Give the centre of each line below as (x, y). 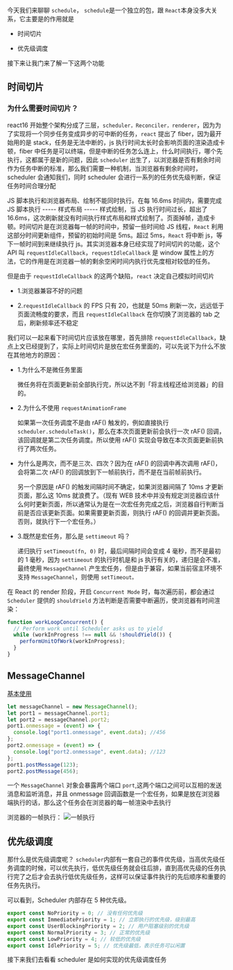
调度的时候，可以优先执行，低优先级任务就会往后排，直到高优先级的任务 (116, 868)
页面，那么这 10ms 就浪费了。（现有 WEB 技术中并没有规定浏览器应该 (115, 495)
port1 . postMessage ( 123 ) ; (43, 765)
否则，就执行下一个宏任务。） (58, 521)
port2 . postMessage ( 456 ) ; (43, 771)
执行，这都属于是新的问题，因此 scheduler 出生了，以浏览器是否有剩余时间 (114, 160)
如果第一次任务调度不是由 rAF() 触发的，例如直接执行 (93, 423)
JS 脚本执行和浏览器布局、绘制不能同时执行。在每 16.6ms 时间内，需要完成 (114, 201)
